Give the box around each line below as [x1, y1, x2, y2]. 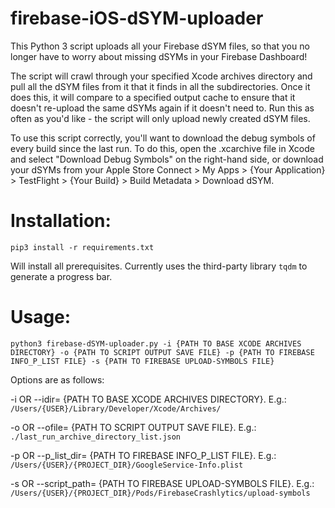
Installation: [10, 210, 112, 232]
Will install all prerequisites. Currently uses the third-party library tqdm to [10, 260, 308, 272]
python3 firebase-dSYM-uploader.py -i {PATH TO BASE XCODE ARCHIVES [10, 338, 302, 349]
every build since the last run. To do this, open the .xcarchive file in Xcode [10, 142, 315, 154]
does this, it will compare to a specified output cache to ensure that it [10, 91, 296, 103]
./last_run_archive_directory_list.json [10, 432, 182, 442]
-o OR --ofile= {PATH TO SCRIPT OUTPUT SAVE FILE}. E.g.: [10, 421, 257, 433]
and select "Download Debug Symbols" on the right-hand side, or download [10, 153, 324, 165]
